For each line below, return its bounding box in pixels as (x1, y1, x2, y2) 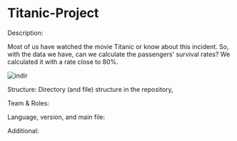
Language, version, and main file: (7, 113, 106, 121)
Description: (7, 28, 44, 37)
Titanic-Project (7, 5, 99, 21)
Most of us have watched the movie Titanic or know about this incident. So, (7, 42, 229, 51)
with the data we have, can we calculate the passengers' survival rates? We (7, 50, 231, 58)
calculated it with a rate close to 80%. (7, 57, 119, 66)
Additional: (7, 126, 39, 135)
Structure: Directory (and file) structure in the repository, (7, 85, 173, 93)
